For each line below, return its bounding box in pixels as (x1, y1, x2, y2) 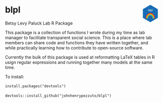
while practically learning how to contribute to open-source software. (5, 45, 144, 51)
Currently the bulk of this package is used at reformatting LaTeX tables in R (5, 54, 155, 60)
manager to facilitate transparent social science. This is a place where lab (5, 35, 152, 40)
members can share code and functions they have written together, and (5, 39, 148, 45)
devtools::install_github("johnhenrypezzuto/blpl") (5, 93, 112, 98)
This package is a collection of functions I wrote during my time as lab (5, 29, 146, 35)
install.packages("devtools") (5, 84, 66, 89)
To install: (5, 74, 24, 79)
